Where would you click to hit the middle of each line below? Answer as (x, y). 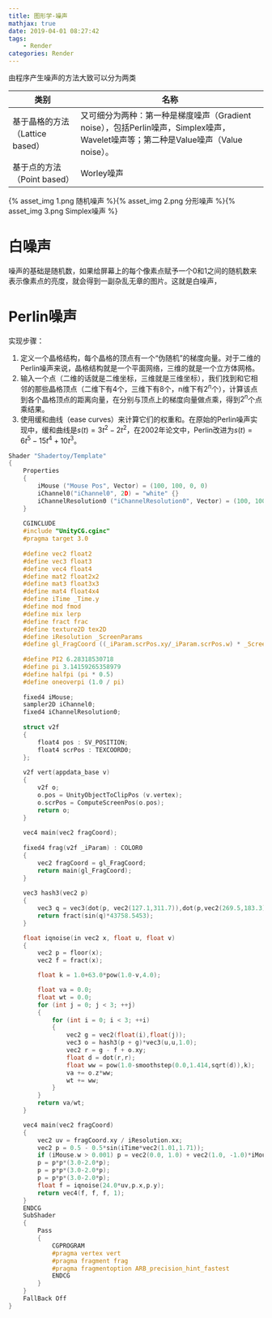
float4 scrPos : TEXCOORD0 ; (85, 750)
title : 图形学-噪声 (38, 16)
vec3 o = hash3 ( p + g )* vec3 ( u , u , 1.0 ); (132, 1043)
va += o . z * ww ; (90, 1073)
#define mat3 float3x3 (61, 584)
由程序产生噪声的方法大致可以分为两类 (72, 77)
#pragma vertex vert (86, 1253)
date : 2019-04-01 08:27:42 (54, 31)
